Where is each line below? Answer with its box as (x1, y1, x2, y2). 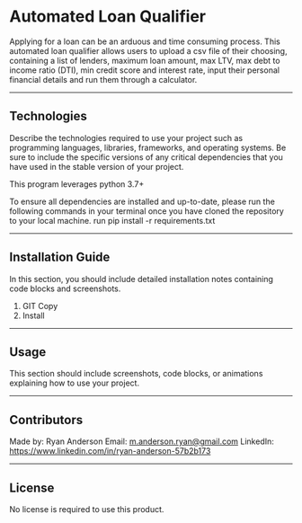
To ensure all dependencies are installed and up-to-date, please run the (9, 196, 276, 207)
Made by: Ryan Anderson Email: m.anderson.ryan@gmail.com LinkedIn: (9, 436, 274, 447)
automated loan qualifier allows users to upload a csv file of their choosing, (9, 45, 288, 56)
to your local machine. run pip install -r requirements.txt (9, 215, 216, 226)
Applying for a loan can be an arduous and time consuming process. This (9, 36, 280, 47)
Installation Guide (9, 250, 111, 265)
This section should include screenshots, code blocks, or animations (9, 368, 263, 379)
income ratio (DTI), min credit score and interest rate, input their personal (9, 65, 280, 75)
